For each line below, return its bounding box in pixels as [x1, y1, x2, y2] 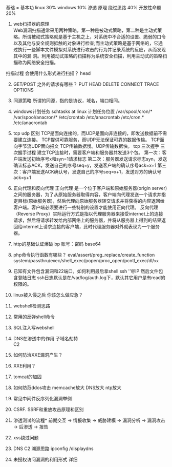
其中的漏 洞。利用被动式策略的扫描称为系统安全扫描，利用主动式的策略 [13, 53, 163, 59]
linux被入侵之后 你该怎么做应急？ [13, 292, 83, 298]
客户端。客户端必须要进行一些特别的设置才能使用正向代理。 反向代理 [13, 204, 158, 210]
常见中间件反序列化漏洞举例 [13, 396, 72, 401]
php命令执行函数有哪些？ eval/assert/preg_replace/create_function [13, 252, 155, 258]
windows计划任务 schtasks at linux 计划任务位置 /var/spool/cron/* [13, 108, 153, 114]
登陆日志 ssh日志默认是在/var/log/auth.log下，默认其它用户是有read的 [17, 275, 165, 281]
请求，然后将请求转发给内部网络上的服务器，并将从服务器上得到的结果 [13, 217, 162, 223]
